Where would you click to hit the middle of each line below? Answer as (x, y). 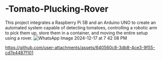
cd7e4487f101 (19, 53)
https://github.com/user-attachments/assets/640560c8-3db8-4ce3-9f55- (80, 47)
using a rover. (19, 38)
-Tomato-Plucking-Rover (57, 9)
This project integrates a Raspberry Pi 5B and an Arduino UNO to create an (81, 22)
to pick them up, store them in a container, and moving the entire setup (77, 33)
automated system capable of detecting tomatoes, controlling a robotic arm (81, 27)
